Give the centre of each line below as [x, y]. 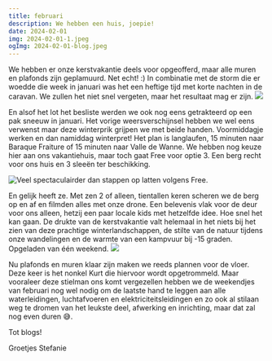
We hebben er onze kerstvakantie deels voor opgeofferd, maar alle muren [132, 69]
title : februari [36, 16]
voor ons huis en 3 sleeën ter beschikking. [79, 165]
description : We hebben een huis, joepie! [81, 24]
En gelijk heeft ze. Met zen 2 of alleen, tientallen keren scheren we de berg [134, 196]
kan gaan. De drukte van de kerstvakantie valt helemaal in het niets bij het [132, 222]
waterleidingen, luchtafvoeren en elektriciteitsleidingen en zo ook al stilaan [134, 299]
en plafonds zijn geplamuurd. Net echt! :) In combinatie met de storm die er [134, 78]
